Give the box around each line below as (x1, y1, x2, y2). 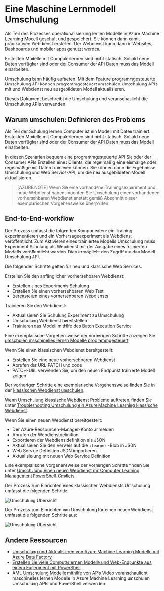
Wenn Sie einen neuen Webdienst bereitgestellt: (5, 417, 102, 423)
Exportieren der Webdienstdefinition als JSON (12, 437, 106, 443)
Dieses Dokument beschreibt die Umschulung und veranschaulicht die (5, 95, 148, 102)
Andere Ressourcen (5, 536, 67, 544)
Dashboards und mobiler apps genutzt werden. (5, 46, 101, 52)
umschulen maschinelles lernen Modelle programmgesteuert (5, 338, 129, 343)
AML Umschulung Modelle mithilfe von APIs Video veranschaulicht (12, 570, 148, 576)
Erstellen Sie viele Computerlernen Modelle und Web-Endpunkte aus (12, 559, 152, 565)
